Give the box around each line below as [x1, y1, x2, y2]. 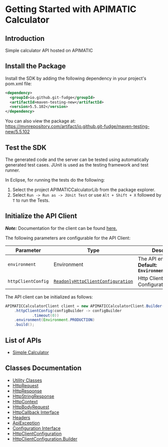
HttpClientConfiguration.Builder [12, 435, 77, 442]
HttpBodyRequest [12, 404, 49, 410]
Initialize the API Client [5, 212, 77, 220]
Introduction [5, 34, 45, 43]
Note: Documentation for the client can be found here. [5, 225, 117, 231]
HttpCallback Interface [12, 409, 59, 415]
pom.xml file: [5, 80, 32, 86]
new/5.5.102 [5, 129, 30, 135]
